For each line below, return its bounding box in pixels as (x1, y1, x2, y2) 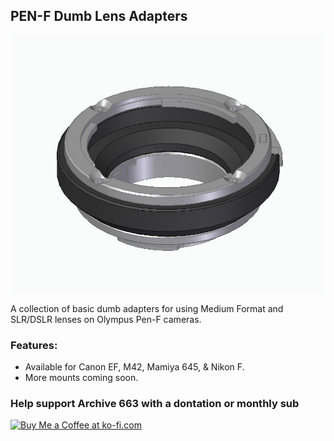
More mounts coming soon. (24, 371, 139, 383)
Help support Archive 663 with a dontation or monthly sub (10, 396, 300, 410)
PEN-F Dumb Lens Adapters (10, 8, 188, 25)
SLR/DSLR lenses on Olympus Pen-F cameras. (10, 313, 202, 325)
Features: (10, 338, 58, 352)
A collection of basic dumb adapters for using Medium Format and (10, 302, 284, 314)
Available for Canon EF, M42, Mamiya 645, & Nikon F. (24, 360, 245, 373)
